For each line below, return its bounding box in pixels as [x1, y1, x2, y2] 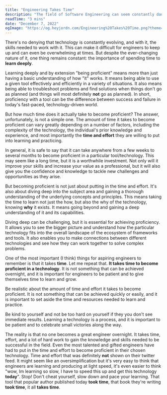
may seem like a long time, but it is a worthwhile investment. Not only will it [5, 158, 159, 164]
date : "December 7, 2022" [5, 21, 59, 26]
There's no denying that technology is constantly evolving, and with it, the [5, 39, 157, 45]
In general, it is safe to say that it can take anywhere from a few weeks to [5, 147, 155, 153]
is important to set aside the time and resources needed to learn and [5, 296, 146, 303]
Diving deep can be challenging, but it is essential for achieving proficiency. [5, 219, 160, 225]
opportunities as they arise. [5, 174, 61, 180]
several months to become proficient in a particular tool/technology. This [5, 152, 154, 159]
